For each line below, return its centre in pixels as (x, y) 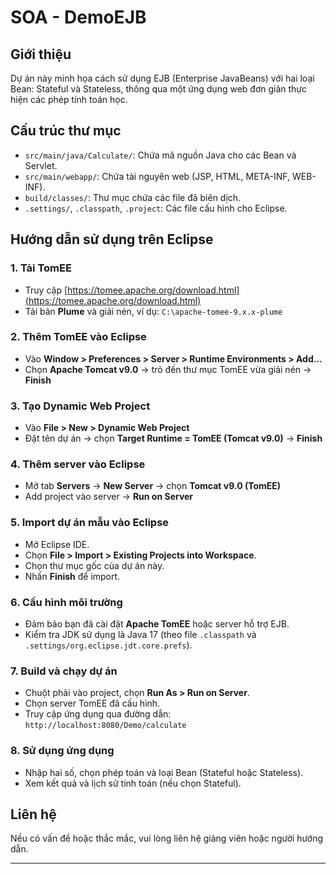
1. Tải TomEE (41, 268)
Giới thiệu (41, 54)
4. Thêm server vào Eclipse (78, 464)
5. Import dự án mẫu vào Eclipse (90, 523)
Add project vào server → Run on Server (109, 497)
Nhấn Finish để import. (72, 576)
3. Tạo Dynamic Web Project (80, 406)
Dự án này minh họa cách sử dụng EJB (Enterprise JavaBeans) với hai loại (162, 78)
